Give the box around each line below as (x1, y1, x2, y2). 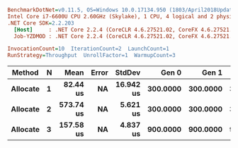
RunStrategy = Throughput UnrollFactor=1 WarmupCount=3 (7, 52, 176, 59)
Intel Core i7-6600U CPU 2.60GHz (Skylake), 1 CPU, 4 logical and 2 (7, 13, 214, 20)
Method (11, 68, 39, 78)
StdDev (115, 68, 141, 78)
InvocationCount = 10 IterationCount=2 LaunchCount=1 (7, 45, 170, 53)
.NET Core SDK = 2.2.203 (7, 19, 74, 27)
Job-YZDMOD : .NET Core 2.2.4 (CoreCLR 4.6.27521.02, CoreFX (13, 32, 198, 39)
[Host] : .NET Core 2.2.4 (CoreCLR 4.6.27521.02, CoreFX (13, 26, 198, 33)
